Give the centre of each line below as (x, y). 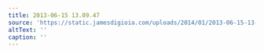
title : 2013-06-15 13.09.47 (54, 15)
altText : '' (27, 30)
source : (21, 23)
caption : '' (27, 37)
